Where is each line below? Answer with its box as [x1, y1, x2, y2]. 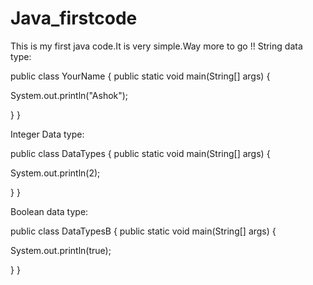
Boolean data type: [10, 205, 89, 217]
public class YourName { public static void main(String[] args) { [10, 70, 271, 82]
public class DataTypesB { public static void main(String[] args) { [10, 225, 277, 237]
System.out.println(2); [10, 167, 101, 179]
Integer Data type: [10, 128, 85, 140]
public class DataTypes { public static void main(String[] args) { [10, 147, 271, 159]
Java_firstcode [10, 7, 138, 30]
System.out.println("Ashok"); [10, 89, 129, 101]
